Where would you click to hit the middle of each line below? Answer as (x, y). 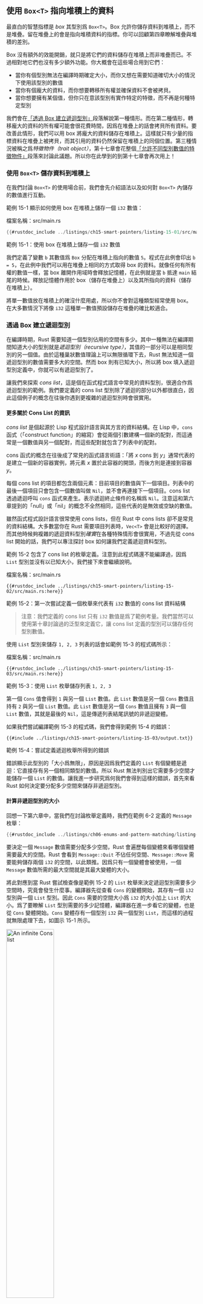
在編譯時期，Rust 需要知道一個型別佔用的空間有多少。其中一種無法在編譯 (97, 339)
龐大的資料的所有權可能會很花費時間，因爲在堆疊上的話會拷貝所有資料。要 (104, 125)
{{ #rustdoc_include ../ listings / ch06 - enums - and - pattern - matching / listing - (102, 834)
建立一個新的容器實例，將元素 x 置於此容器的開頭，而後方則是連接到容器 (101, 463)
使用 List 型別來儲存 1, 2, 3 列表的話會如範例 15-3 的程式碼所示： (89, 644)
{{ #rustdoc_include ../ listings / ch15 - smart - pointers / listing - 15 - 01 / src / (100, 232)
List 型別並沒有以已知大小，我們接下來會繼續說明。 (71, 562)
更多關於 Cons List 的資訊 (38, 413)
